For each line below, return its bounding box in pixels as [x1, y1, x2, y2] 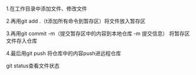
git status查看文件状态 [6, 62, 60, 69]
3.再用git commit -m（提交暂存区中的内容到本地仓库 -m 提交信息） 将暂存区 [6, 30, 190, 37]
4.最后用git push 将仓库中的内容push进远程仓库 [6, 50, 122, 57]
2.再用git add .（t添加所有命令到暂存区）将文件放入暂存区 [6, 18, 146, 25]
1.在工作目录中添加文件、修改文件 [6, 5, 87, 12]
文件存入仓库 [6, 37, 37, 44]
